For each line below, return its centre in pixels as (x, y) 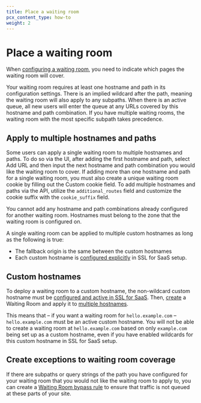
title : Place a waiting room (43, 12)
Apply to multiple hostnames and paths (81, 138)
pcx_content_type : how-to (38, 17)
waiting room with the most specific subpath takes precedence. (85, 119)
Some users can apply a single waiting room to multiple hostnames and (94, 153)
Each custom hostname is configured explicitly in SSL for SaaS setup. (101, 258)
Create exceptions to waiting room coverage (91, 360)
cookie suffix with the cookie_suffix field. (58, 197)
